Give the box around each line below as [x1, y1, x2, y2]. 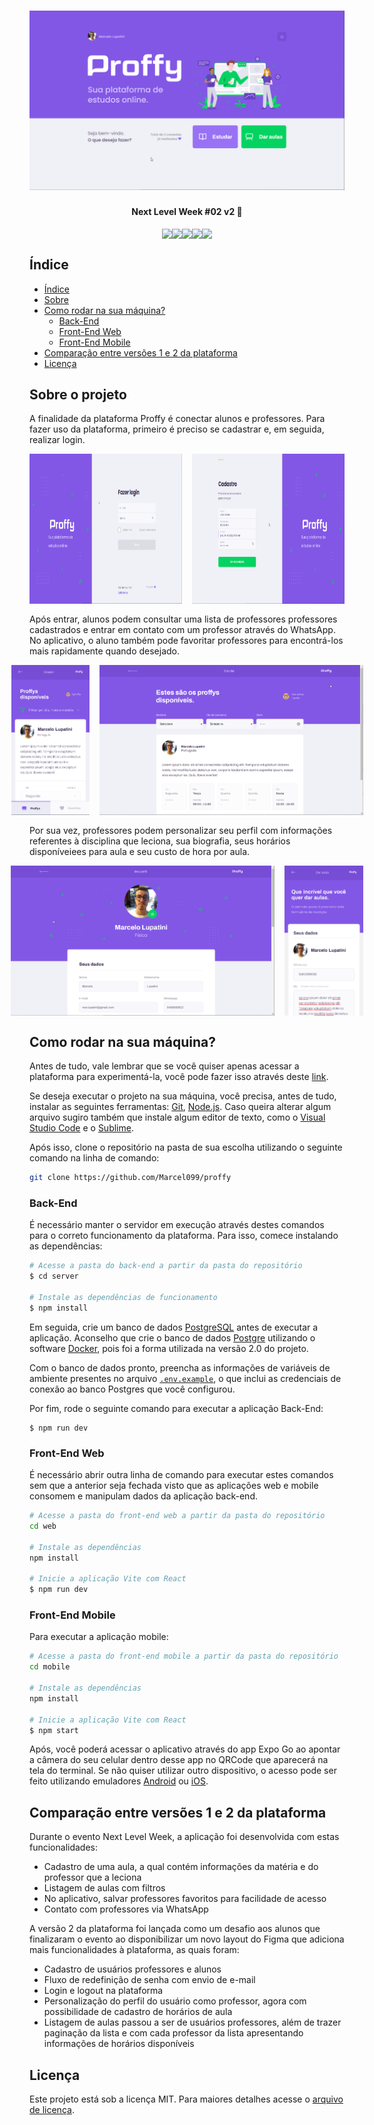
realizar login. [29, 434, 86, 446]
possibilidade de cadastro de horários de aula [43, 2006, 233, 2018]
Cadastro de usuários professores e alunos [43, 1963, 222, 1975]
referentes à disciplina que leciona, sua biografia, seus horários [29, 835, 291, 847]
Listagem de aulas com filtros [43, 1882, 166, 1894]
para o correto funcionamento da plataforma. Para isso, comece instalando [29, 1230, 339, 1242]
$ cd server [29, 1271, 79, 1282]
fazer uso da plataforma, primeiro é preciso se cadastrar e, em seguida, [29, 423, 325, 435]
